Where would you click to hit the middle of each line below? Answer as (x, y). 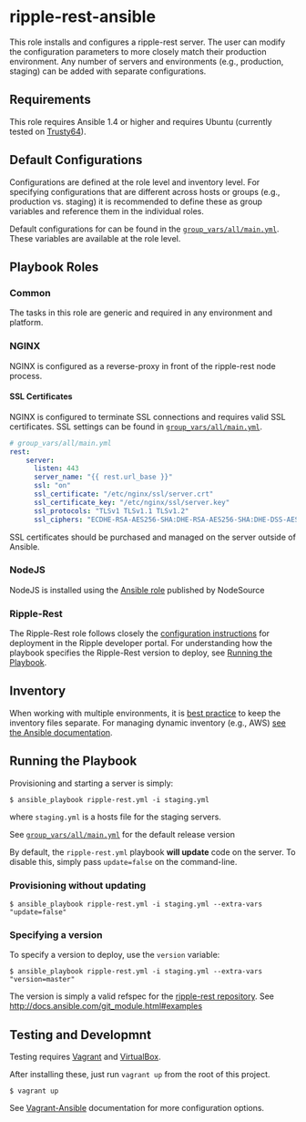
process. (26, 376)
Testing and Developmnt (81, 1035)
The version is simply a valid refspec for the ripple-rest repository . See (142, 996)
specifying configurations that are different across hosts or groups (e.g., (145, 191)
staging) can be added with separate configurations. (108, 71)
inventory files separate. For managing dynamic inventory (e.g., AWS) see (148, 723)
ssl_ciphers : (58, 520)
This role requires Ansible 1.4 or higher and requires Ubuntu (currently (141, 121)
